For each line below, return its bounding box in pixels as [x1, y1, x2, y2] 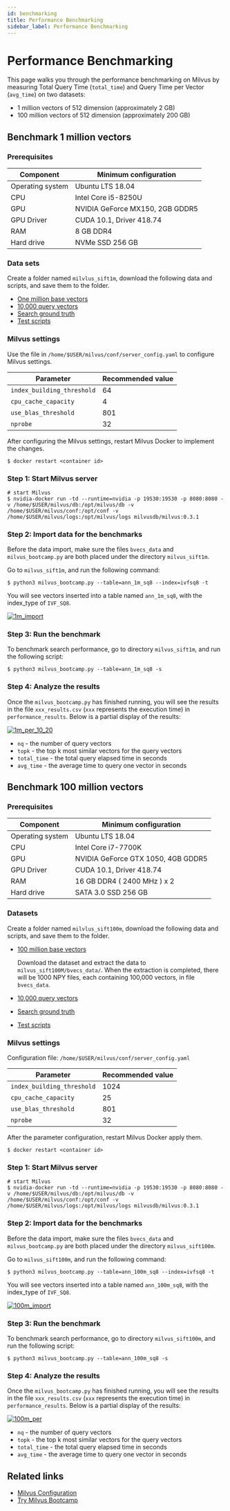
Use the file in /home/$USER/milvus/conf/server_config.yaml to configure [7, 350, 215, 358]
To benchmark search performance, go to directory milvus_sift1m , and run [7, 645, 221, 654]
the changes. [7, 444, 45, 452]
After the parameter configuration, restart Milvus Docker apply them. [7, 1133, 202, 1142]
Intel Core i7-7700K [75, 843, 142, 852]
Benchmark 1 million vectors [7, 131, 131, 143]
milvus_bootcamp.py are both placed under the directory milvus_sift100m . [7, 1241, 216, 1249]
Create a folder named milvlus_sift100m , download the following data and [7, 924, 219, 933]
